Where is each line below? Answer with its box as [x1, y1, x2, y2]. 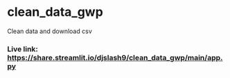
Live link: [7, 44, 38, 54]
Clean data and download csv [7, 27, 92, 35]
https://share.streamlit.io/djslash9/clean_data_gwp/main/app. [7, 52, 223, 62]
